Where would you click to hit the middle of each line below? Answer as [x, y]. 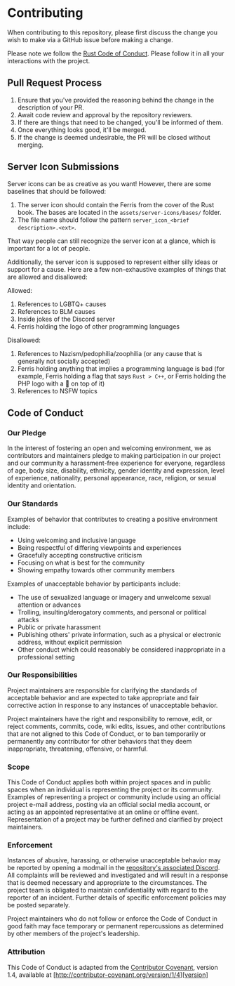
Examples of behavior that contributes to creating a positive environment [113, 519]
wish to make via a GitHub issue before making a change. [90, 39]
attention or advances [49, 605]
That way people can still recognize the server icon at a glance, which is [112, 241]
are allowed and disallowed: [47, 277]
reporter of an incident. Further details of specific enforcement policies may [117, 898]
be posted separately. [39, 905]
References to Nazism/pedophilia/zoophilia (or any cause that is [110, 353]
